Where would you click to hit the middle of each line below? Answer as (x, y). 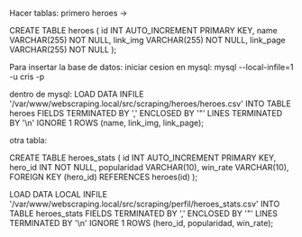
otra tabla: (28, 140)
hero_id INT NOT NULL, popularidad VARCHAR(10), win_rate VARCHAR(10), (149, 167)
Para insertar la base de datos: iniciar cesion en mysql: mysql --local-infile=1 (151, 67)
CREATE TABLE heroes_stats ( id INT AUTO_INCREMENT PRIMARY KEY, (143, 158)
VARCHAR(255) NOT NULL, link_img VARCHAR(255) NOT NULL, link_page (147, 40)
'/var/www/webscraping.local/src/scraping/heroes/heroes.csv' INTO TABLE (150, 104)
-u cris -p (27, 77)
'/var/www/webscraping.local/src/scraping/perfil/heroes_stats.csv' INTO (145, 204)
